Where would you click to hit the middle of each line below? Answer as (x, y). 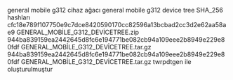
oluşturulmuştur (30, 69)
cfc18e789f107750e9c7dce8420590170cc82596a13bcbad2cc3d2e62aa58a (117, 25)
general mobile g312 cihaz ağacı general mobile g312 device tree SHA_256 (115, 10)
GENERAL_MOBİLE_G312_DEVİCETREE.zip (78, 32)
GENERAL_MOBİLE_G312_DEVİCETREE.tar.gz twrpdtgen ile (106, 62)
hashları (19, 17)
